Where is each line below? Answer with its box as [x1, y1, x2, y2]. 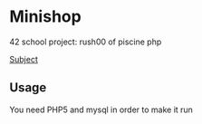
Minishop [9, 6, 82, 27]
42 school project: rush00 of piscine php [9, 36, 162, 47]
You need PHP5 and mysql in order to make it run [9, 104, 193, 115]
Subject [9, 53, 38, 64]
